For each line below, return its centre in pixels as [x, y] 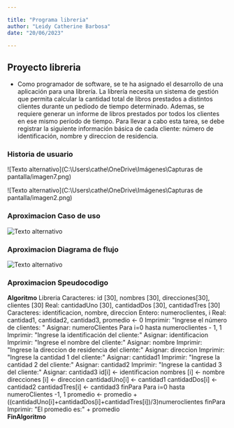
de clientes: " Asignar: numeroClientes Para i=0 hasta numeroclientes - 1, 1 [115, 328]
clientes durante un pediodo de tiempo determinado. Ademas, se [111, 106]
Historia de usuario [40, 155]
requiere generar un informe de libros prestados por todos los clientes [118, 114]
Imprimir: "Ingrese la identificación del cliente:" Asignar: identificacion [108, 335]
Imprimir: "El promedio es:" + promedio [64, 409]
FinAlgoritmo [27, 417]
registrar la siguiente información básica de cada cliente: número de [116, 129]
